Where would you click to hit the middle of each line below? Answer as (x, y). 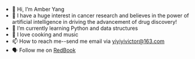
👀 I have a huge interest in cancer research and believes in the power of (100, 15)
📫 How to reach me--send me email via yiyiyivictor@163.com (88, 41)
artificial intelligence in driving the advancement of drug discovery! (95, 22)
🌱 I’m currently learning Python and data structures (75, 28)
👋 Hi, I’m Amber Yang (38, 9)
